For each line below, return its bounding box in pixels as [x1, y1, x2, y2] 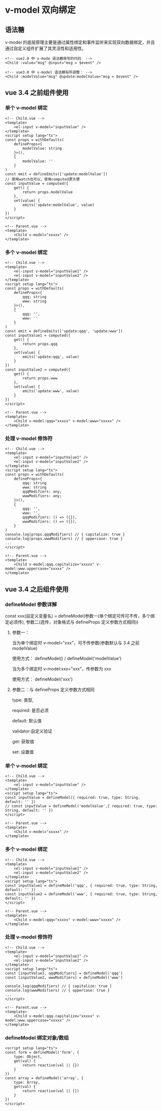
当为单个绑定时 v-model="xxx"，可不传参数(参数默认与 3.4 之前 [12, 640, 140, 645]
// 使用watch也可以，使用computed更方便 [5, 177, 80, 181]
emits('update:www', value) [22, 388, 79, 394]
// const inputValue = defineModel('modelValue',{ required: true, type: [5, 804, 158, 809]
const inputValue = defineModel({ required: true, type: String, [5, 795, 140, 800]
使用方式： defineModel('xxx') [12, 676, 73, 682]
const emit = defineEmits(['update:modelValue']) [5, 172, 108, 177]
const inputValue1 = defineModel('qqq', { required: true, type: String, [5, 883, 158, 888]
